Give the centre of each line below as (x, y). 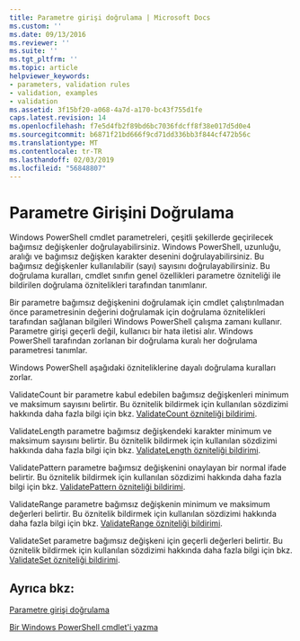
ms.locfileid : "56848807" (57, 168)
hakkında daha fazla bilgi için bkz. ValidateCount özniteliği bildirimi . (133, 414)
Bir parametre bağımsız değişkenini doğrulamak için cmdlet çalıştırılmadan (147, 303)
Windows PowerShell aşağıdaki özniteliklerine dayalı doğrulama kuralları (143, 368)
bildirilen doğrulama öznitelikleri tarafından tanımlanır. (109, 285)
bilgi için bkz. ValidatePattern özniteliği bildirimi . (97, 487)
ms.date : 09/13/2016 (48, 34)
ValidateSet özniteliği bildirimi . (65, 560)
